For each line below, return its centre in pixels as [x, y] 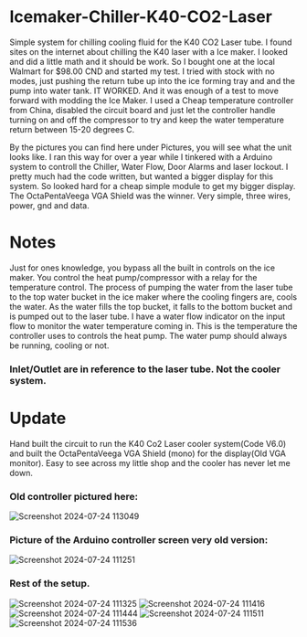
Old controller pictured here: [74, 496]
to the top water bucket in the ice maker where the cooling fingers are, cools [153, 297]
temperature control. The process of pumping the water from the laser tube [151, 287]
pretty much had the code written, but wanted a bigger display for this [142, 176]
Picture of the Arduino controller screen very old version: [139, 539]
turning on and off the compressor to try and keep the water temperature [147, 120]
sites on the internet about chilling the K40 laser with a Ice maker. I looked [148, 51]
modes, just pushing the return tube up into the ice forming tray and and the [152, 80]
